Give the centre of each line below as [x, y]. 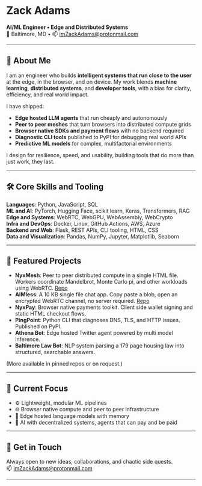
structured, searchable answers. [55, 352]
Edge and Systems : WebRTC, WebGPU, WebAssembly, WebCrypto [90, 217]
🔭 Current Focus [37, 388]
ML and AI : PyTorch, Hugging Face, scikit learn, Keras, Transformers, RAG [98, 211]
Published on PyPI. [38, 326]
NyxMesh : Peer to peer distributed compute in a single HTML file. [96, 275]
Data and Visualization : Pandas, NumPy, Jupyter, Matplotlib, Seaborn [93, 236]
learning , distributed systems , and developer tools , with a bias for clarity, [99, 88]
